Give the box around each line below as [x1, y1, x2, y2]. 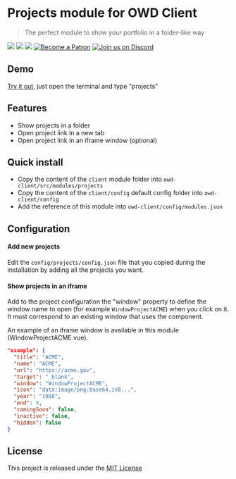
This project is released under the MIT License [7, 464, 142, 473]
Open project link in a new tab [17, 128, 105, 137]
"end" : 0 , [13, 399, 42, 406]
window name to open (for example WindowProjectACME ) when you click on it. [7, 305, 230, 313]
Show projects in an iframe [7, 282, 87, 290]
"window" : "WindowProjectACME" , [13, 380, 109, 387]
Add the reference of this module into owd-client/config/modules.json [17, 202, 223, 211]
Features [7, 102, 47, 114]
